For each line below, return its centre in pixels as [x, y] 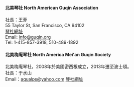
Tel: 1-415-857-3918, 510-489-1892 [42, 42]
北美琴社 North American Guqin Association [52, 8]
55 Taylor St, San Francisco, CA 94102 [45, 26]
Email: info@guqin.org [28, 37]
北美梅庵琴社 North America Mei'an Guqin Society [58, 54]
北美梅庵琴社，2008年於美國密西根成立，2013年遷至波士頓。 [69, 67]
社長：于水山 [18, 73]
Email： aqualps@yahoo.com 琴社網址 [44, 79]
